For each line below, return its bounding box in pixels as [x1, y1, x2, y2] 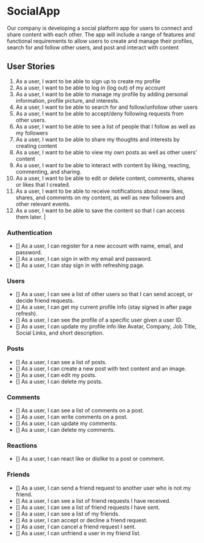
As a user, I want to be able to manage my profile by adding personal [15, 90, 188, 98]
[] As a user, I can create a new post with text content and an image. [15, 365, 187, 372]
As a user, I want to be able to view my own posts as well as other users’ [15, 148, 197, 156]
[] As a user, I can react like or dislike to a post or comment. [15, 455, 165, 463]
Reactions [7, 441, 38, 449]
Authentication [7, 228, 52, 237]
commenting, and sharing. [15, 168, 81, 175]
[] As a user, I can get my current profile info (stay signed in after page [15, 303, 192, 311]
